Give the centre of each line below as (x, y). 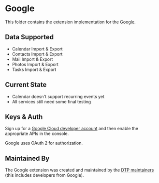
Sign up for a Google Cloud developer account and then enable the (72, 129)
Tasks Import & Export (34, 69)
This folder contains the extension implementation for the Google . (70, 22)
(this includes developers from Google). (44, 175)
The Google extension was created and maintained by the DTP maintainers (79, 170)
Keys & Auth (24, 117)
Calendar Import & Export (37, 49)
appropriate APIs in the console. (37, 133)
